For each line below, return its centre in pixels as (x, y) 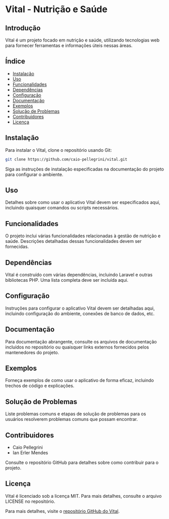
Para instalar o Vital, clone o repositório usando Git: (59, 150)
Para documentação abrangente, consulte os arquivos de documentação (81, 341)
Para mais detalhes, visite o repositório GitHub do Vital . (63, 511)
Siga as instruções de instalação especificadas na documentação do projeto (84, 169)
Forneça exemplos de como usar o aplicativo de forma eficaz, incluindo (79, 380)
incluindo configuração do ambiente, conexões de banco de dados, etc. (80, 313)
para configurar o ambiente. (34, 174)
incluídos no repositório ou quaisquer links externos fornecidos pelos (77, 347)
